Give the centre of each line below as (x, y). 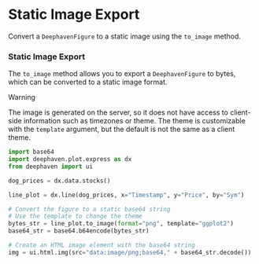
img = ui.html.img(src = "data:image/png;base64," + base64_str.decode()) (130, 252)
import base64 (31, 152)
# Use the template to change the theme (76, 216)
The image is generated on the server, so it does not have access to (118, 112)
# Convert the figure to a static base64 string (89, 209)
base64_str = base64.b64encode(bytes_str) (79, 231)
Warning (22, 97)
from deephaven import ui (50, 167)
